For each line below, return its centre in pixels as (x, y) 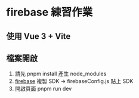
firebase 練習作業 (50, 12)
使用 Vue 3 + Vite (38, 36)
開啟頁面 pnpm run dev (43, 89)
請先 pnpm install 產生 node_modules (61, 74)
